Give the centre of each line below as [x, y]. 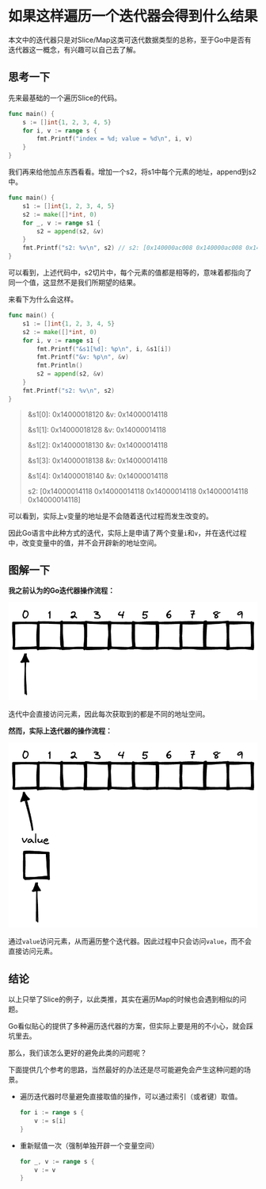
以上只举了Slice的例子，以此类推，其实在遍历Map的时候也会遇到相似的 [124, 999]
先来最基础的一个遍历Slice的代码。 [65, 98]
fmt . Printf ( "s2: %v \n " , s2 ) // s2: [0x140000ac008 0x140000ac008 [133, 248]
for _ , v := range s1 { [62, 223]
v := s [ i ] [50, 1121]
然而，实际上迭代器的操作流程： [60, 730]
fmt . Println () [60, 366]
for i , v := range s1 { [62, 341]
